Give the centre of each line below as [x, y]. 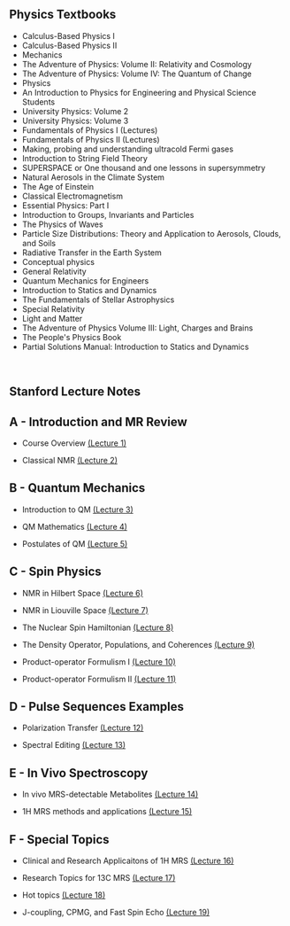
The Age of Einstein [58, 186]
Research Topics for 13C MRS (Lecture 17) [99, 878]
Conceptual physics [58, 261]
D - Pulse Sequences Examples [96, 707]
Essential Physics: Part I [65, 205]
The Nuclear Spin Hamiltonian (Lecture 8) [98, 627]
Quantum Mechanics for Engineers [85, 280]
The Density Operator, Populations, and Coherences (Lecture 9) [138, 644]
